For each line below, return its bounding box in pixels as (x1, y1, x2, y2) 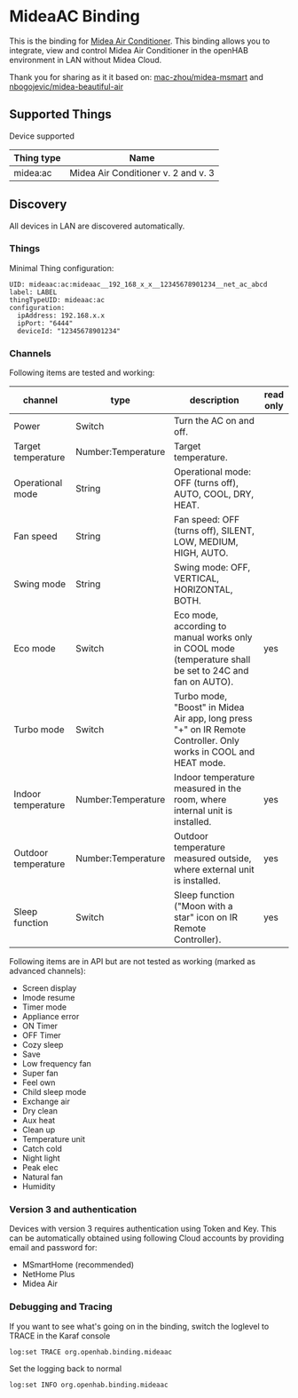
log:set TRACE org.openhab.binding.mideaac (9, 1347, 173, 1356)
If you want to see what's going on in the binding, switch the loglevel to (9, 1321, 270, 1331)
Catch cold (21, 1144, 62, 1154)
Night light (21, 1153, 60, 1163)
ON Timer (21, 1020, 59, 1032)
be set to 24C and (174, 665, 249, 677)
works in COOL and (174, 746, 255, 758)
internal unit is (174, 804, 233, 817)
